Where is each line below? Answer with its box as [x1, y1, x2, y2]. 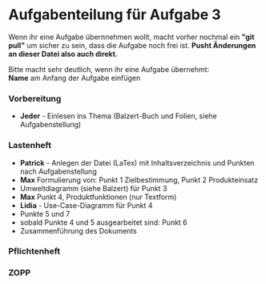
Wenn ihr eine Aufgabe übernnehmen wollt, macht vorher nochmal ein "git [8, 32, 255, 42]
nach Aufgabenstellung [19, 166, 98, 176]
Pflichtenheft [8, 246, 61, 257]
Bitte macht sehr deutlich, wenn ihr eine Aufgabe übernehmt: [8, 64, 210, 74]
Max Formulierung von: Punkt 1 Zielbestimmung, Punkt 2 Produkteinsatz [19, 174, 259, 185]
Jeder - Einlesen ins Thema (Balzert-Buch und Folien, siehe [19, 111, 218, 121]
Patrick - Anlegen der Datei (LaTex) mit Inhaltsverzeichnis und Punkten [19, 158, 255, 167]
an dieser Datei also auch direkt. [8, 49, 119, 58]
